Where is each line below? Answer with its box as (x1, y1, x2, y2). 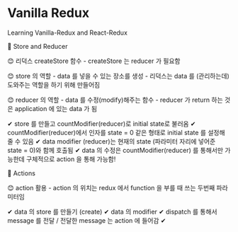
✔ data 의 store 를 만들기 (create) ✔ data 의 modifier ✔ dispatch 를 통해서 (7, 207, 217, 216)
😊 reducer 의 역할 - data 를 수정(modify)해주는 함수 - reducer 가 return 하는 (7, 95, 223, 104)
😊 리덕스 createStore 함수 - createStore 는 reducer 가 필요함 (7, 57, 181, 65)
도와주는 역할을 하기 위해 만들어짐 (7, 80, 101, 89)
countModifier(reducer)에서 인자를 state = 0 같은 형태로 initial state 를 (7, 128, 207, 137)
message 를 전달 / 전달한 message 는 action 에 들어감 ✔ (7, 216, 166, 224)
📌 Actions (7, 168, 35, 178)
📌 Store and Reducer (7, 42, 68, 50)
